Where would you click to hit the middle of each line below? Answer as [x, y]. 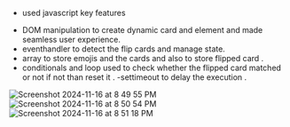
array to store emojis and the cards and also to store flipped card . [143, 58]
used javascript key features [74, 13]
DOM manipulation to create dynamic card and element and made [142, 30]
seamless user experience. [71, 40]
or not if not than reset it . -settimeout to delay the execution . [134, 77]
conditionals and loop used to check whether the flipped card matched [152, 67]
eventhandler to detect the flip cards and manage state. [124, 49]
